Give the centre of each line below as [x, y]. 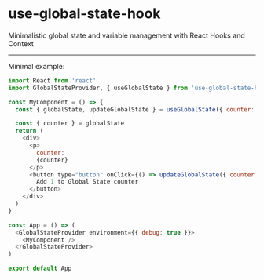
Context [21, 43]
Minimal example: [37, 66]
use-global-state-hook [84, 14]
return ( [29, 131]
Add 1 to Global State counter [88, 182]
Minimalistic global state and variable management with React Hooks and [126, 35]
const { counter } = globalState [70, 124]
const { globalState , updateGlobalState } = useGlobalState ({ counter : [135, 109]
